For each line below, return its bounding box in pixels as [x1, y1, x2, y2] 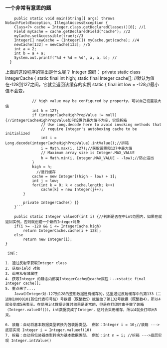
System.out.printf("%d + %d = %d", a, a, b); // [14, 55, 117, 60]
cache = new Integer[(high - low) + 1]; [31, 174, 117, 179]
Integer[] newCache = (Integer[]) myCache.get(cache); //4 [14, 38, 140, 43]
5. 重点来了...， [5, 286, 37, 291]
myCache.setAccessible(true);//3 [14, 33, 84, 38]
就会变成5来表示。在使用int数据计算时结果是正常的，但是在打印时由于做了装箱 [5, 302, 144, 307]
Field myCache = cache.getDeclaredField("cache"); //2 [14, 29, 131, 34]
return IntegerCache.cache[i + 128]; [23, 228, 101, 233]
